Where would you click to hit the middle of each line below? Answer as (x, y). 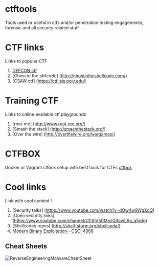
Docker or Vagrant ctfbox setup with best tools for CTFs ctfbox (68, 167)
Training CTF (32, 101)
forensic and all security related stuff (42, 27)
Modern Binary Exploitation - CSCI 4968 (53, 231)
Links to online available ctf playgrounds (46, 114)
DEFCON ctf (24, 70)
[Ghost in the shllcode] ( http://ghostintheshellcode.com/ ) (69, 76)
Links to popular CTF (26, 61)
